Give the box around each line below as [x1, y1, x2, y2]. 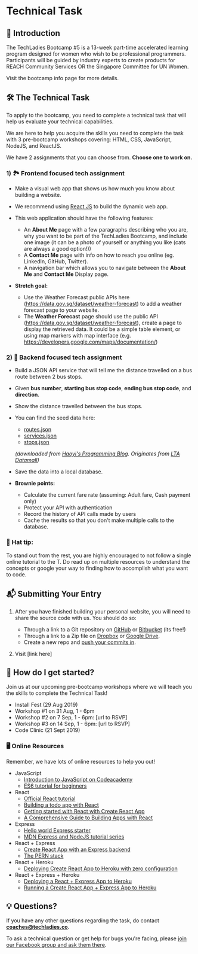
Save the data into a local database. [14, 468, 103, 475]
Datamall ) [14, 457, 40, 464]
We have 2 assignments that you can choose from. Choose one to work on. [6, 154, 193, 161]
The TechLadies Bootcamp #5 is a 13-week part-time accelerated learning [6, 44, 189, 51]
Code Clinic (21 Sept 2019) [14, 727, 81, 734]
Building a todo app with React [23, 801, 100, 809]
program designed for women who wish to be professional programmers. [6, 50, 186, 57]
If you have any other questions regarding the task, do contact [6, 917, 160, 924]
